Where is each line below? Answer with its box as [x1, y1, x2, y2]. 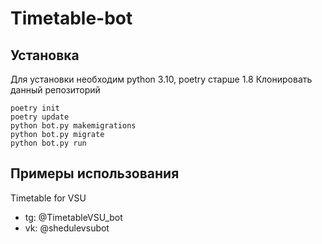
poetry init [10, 103, 60, 113]
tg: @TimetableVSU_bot [24, 211, 123, 223]
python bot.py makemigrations [10, 121, 137, 131]
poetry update [10, 112, 70, 122]
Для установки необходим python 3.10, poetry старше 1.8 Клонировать [10, 73, 313, 85]
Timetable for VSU [10, 192, 87, 204]
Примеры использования [10, 165, 180, 182]
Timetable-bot [10, 7, 133, 30]
